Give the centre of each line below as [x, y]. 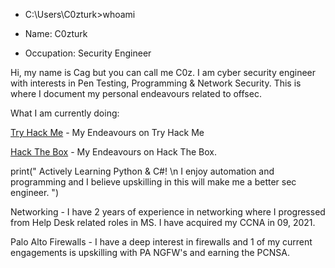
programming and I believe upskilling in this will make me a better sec [153, 182]
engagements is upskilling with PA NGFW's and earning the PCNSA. [150, 252]
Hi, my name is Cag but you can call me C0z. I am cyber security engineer [163, 72]
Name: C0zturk [56, 33]
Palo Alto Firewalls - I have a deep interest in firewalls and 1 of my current [161, 242]
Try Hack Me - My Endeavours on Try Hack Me [107, 132]
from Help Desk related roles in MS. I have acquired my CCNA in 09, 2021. [163, 222]
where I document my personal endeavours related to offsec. [136, 93]
